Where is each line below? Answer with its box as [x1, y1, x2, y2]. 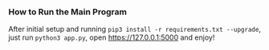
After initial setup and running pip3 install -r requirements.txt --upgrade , [8, 25, 261, 34]
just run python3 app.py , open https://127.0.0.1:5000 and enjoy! [8, 33, 215, 42]
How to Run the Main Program [8, 6, 127, 17]
